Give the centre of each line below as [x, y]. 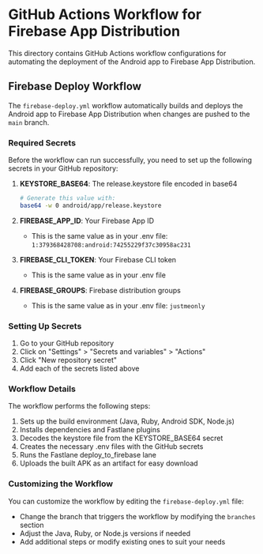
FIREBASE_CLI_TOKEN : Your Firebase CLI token [98, 259]
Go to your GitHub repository [67, 343]
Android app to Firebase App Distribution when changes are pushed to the [129, 114]
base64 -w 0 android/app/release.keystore [90, 205]
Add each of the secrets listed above [79, 368]
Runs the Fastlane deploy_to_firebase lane [88, 455]
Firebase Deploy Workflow [75, 87]
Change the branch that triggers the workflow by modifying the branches [137, 516]
